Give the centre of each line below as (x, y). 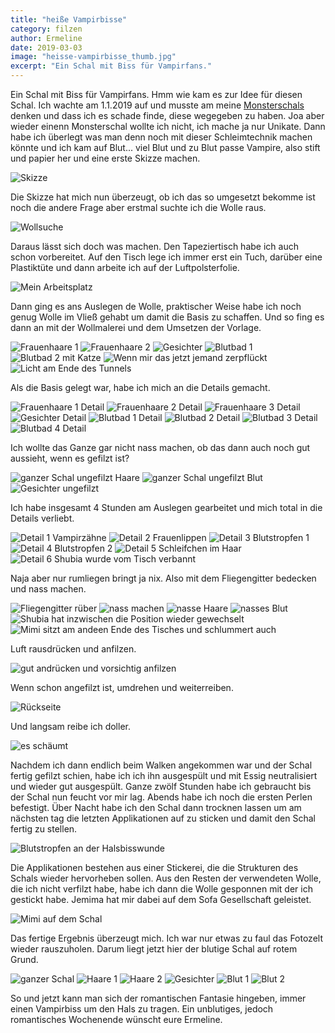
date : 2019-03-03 (46, 47)
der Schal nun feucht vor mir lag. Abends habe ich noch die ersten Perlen (161, 797)
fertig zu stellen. (44, 829)
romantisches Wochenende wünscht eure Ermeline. (116, 1019)
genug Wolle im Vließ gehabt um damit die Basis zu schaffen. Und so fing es (167, 317)
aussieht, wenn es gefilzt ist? (70, 458)
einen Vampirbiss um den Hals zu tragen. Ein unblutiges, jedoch (142, 1009)
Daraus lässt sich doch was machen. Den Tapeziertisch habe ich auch (154, 246)
